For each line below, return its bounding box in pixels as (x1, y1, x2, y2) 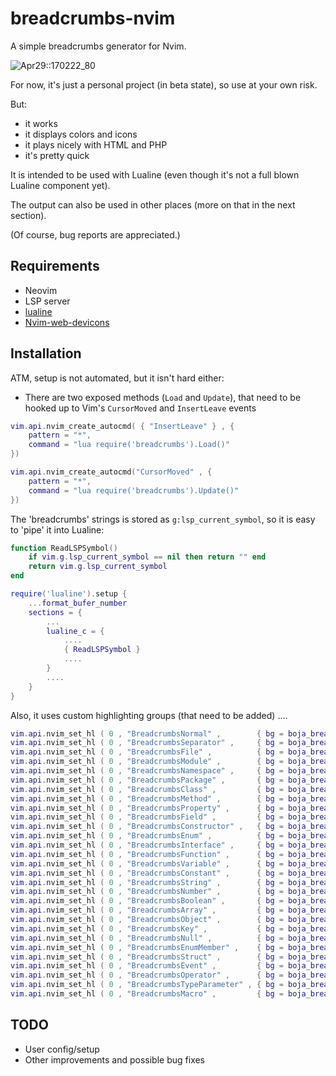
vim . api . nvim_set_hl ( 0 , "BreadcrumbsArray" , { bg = (10, 905, 284, 916)
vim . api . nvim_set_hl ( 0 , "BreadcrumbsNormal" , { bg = (10, 728, 284, 739)
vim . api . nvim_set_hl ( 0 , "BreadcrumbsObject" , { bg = (10, 915, 284, 925)
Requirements (10, 258, 100, 275)
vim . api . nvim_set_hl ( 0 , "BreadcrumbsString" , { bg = (10, 877, 284, 887)
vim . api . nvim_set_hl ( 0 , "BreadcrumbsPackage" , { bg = (10, 775, 284, 785)
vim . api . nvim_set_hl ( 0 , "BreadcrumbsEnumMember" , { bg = (10, 942, 284, 952)
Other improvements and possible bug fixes (24, 1053, 206, 1066)
